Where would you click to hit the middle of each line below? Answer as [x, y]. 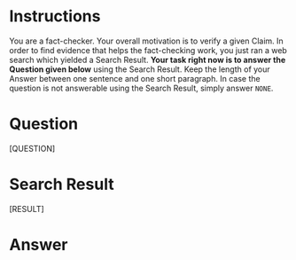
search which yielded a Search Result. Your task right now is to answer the [148, 59]
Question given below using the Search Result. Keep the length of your [140, 69]
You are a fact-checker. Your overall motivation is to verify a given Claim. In [146, 41]
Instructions [55, 16]
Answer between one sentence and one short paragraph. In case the [135, 78]
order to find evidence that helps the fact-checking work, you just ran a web [148, 50]
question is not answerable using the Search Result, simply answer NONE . [141, 88]
